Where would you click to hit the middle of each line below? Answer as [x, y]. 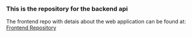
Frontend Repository [31, 28]
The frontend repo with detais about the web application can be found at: [96, 22]
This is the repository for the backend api [67, 9]
